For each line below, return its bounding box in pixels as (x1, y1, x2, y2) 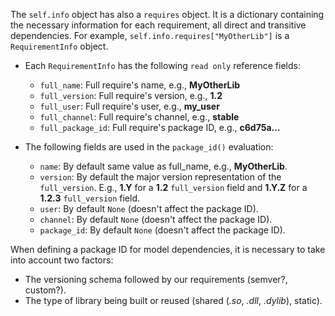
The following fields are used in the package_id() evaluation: (24, 141, 274, 153)
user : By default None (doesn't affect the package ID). (39, 203, 259, 214)
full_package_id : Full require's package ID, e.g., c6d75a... (39, 122, 281, 133)
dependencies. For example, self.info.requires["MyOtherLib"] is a (10, 30, 290, 41)
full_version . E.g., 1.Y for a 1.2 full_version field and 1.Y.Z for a (39, 182, 308, 193)
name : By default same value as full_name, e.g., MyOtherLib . (39, 160, 288, 172)
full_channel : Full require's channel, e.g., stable (39, 111, 240, 123)
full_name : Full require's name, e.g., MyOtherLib (39, 79, 241, 91)
